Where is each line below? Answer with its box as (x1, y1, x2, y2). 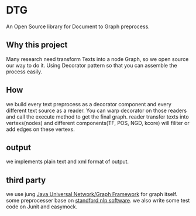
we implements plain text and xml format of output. (6, 158, 129, 165)
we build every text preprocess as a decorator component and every (6, 100, 171, 107)
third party (6, 175, 46, 185)
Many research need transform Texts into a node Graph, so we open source (6, 55, 189, 62)
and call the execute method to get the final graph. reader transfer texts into (6, 113, 189, 120)
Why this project (6, 40, 68, 50)
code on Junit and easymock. (6, 203, 78, 210)
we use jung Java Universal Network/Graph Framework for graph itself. (6, 191, 178, 198)
